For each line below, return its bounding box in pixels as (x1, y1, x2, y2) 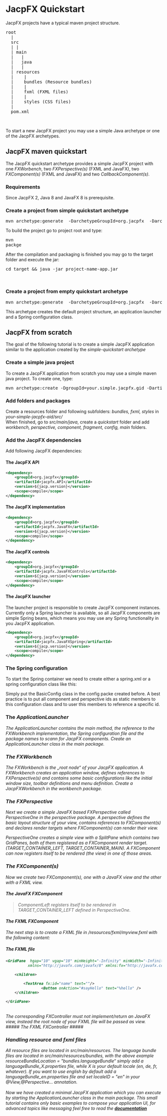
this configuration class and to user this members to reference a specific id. (5, 702, 160, 707)
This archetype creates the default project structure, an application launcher (5, 308, 162, 314)
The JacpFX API (5, 459, 40, 465)
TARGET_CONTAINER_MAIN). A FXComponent (65, 845, 161, 851)
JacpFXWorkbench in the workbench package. (5, 786, 103, 792)
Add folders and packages (5, 397, 71, 404)
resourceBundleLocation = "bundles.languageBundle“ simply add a (5, 1058, 144, 1064)
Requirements (5, 183, 41, 190)
